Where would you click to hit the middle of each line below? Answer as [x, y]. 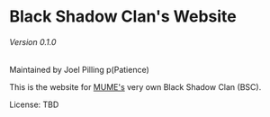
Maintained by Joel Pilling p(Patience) [80, 70]
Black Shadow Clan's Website [123, 17]
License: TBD [34, 104]
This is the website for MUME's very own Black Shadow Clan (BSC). [135, 87]
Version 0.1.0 [33, 41]
